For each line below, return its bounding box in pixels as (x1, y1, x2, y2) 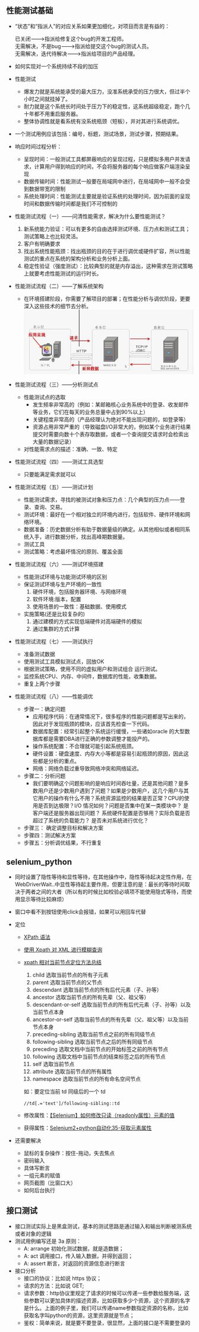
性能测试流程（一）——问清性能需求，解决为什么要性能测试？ (14, 213, 166, 220)
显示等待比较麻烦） (20, 896, 67, 903)
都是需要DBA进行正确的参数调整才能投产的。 (43, 736, 153, 743)
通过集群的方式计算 (32, 626, 80, 633)
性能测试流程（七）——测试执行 (14, 638, 93, 645)
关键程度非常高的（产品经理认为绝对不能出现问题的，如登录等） (32, 416, 189, 423)
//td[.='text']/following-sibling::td (23, 1101, 120, 1107)
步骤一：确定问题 (23, 706, 66, 713)
